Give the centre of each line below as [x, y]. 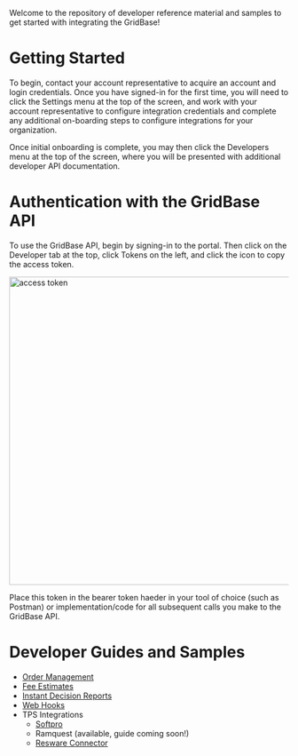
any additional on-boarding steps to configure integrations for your [131, 120]
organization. [33, 130]
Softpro [49, 724]
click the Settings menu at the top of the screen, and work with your [133, 101]
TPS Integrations [53, 714]
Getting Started [67, 58]
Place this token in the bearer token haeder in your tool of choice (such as [144, 597]
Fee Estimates [47, 686]
